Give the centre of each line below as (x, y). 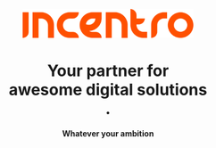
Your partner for (108, 71)
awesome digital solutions (108, 90)
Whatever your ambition (108, 133)
